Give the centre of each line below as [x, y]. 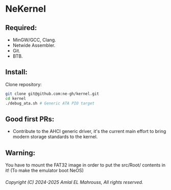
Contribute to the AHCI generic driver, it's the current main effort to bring [89, 131]
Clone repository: [23, 84]
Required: [21, 28]
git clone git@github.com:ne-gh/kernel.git [52, 94]
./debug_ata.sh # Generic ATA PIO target [50, 103]
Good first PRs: [30, 119]
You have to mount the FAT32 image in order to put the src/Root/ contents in [86, 165]
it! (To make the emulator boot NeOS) [45, 171]
